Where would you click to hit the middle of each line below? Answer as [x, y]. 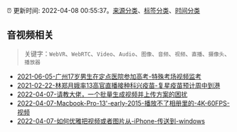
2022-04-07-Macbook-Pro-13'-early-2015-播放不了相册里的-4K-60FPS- [123, 103]
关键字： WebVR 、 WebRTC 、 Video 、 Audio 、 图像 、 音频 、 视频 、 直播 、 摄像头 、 [127, 54]
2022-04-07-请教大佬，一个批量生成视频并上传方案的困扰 [102, 94]
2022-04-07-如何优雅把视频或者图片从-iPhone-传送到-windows [111, 121]
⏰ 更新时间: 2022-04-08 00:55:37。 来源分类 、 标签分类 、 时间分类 [104, 10]
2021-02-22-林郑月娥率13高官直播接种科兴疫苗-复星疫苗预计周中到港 [118, 85]
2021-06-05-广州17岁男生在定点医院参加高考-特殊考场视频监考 [109, 76]
